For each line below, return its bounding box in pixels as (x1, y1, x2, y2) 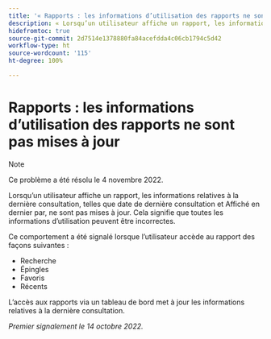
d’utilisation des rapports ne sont (8, 116, 236, 134)
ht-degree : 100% (8, 57, 63, 65)
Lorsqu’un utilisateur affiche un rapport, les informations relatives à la (8, 190, 240, 200)
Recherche (19, 255, 56, 266)
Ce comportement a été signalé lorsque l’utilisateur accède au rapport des (8, 231, 256, 242)
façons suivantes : (8, 240, 69, 250)
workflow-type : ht (8, 42, 70, 50)
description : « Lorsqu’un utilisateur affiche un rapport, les (8, 19, 226, 27)
